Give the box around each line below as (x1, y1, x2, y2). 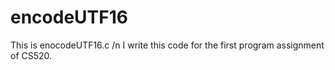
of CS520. (10, 49, 53, 61)
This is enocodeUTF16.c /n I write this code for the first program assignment (10, 39, 325, 51)
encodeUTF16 (10, 6, 128, 29)
